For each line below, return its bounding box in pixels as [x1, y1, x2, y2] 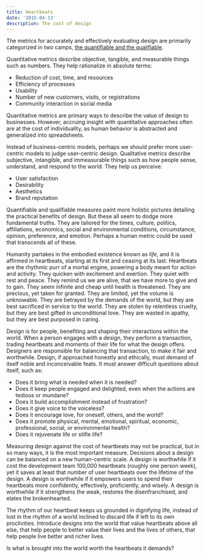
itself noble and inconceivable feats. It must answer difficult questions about [6, 360, 199, 368]
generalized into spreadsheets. [6, 131, 84, 139]
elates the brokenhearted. [6, 495, 72, 502]
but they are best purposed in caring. [6, 316, 100, 323]
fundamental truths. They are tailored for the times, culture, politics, [6, 219, 177, 227]
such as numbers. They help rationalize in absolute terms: [6, 62, 152, 69]
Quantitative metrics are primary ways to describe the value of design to [6, 112, 188, 120]
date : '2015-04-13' [6, 15, 56, 21]
